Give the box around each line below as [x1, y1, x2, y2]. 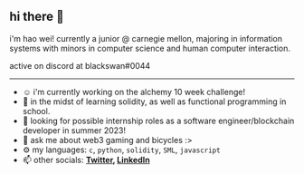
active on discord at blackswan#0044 [9, 60, 151, 71]
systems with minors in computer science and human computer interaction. [9, 43, 291, 53]
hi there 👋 [9, 9, 65, 24]
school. [22, 105, 51, 116]
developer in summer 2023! [22, 124, 127, 136]
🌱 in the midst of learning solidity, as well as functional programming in [22, 96, 287, 107]
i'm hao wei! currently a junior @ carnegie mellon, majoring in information [9, 33, 283, 43]
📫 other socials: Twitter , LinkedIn [22, 154, 151, 165]
